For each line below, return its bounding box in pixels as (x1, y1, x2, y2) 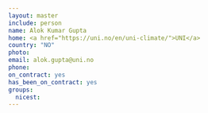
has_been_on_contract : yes (8, 78, 98, 86)
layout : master (8, 11, 59, 20)
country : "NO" (8, 41, 56, 49)
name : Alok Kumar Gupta (8, 26, 87, 34)
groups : (8, 85, 34, 94)
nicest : (15, 93, 41, 101)
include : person (8, 19, 62, 27)
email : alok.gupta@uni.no (8, 56, 94, 64)
